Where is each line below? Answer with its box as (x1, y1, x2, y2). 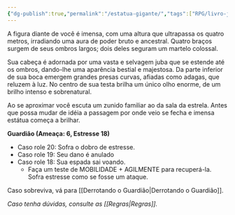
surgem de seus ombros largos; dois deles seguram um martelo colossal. (7, 44, 219, 52)
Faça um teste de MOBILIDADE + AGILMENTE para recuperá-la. (27, 165, 212, 173)
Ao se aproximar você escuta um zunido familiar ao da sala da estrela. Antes (7, 101, 228, 109)
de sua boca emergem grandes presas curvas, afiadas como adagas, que (7, 73, 220, 81)
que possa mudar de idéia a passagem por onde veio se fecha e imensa (7, 108, 215, 117)
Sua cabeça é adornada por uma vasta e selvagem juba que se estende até (7, 57, 225, 66)
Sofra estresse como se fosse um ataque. (27, 172, 148, 181)
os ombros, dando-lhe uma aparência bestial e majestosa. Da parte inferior (7, 65, 224, 73)
